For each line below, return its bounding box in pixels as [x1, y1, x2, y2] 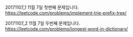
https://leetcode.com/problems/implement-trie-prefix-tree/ [5, 10, 126, 16]
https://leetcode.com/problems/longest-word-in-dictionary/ [5, 26, 128, 31]
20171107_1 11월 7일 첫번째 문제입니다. [5, 4, 79, 10]
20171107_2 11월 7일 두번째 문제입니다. [5, 20, 80, 26]
